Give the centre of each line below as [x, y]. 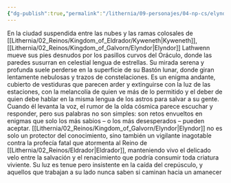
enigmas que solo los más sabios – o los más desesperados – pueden [106, 120]
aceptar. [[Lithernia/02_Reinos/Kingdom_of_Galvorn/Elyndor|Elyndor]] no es [115, 128]
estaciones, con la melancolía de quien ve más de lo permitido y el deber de [115, 91]
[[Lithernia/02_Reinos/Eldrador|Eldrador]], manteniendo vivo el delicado [109, 150]
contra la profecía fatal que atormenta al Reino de [77, 142]
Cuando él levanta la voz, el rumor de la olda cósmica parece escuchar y [110, 106]
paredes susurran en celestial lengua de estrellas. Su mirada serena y [106, 62]
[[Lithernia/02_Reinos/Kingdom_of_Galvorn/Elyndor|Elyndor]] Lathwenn [109, 47]
